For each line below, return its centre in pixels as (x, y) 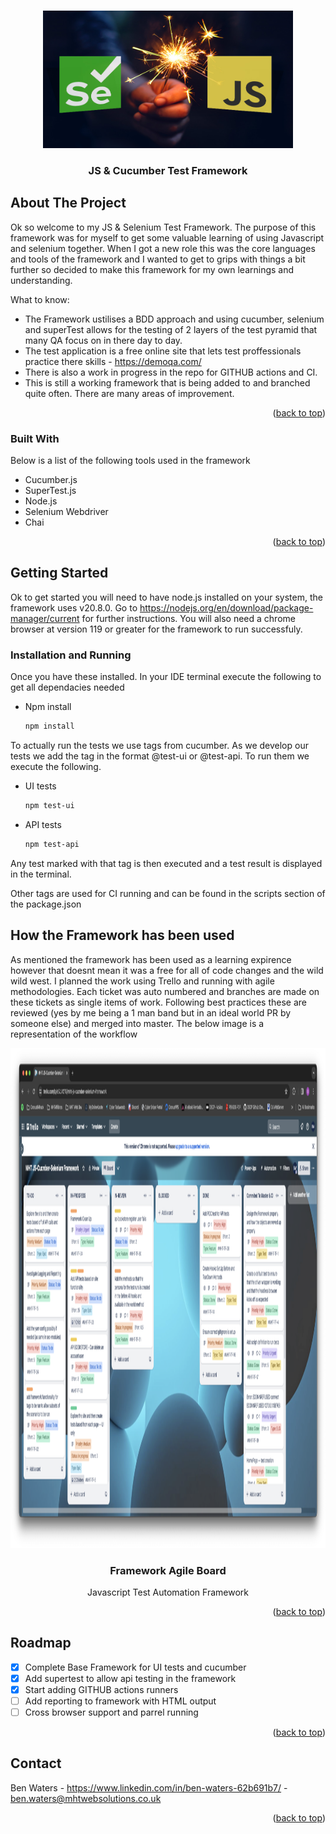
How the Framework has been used (122, 935)
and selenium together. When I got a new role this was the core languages (163, 248)
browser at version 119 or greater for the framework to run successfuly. (156, 629)
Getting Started (59, 573)
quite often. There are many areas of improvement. (129, 393)
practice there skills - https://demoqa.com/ (113, 361)
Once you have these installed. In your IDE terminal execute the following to (166, 677)
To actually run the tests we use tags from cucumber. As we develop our (159, 746)
